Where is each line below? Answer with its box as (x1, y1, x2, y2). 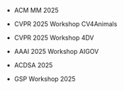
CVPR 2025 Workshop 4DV (13, 33, 94, 42)
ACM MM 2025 (13, 6, 59, 14)
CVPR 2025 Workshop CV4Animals (13, 20, 118, 28)
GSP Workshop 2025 (13, 74, 76, 83)
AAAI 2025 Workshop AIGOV (13, 47, 99, 55)
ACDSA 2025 (13, 61, 53, 69)
